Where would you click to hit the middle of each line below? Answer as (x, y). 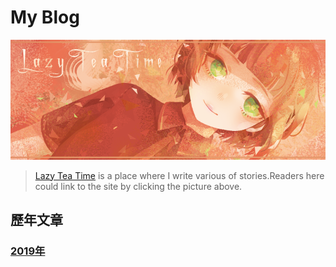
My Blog (45, 17)
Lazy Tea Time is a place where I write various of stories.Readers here (179, 175)
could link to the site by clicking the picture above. (138, 186)
